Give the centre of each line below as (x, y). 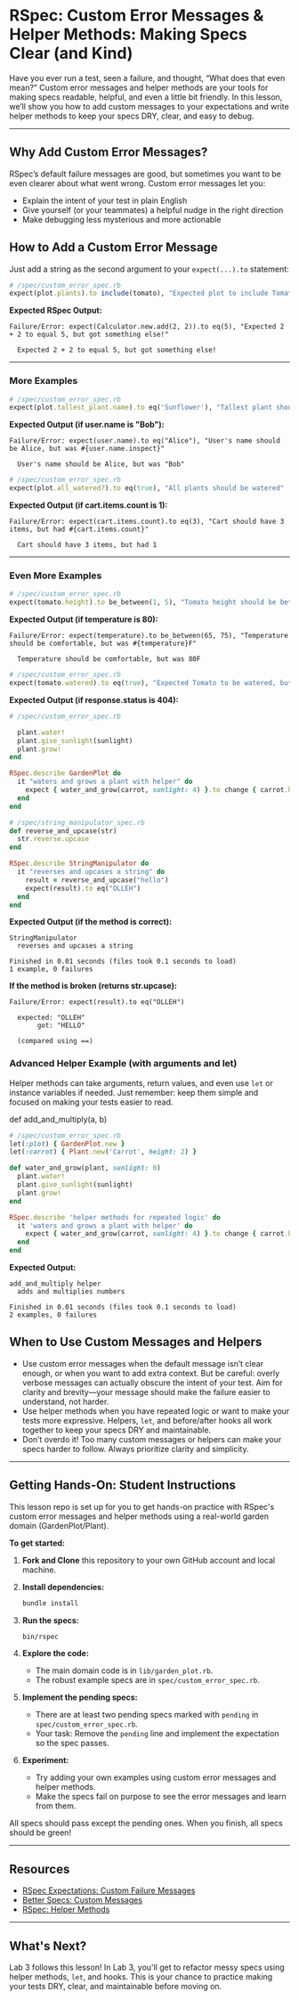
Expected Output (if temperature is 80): (84, 619)
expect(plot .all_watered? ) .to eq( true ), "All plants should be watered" (147, 488)
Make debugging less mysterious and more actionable (121, 219)
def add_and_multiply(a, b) (58, 1119)
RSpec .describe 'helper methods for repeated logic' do (115, 1217)
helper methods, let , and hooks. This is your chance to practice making (141, 1977)
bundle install (50, 1603)
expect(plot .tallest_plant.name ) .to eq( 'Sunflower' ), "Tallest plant (141, 408)
